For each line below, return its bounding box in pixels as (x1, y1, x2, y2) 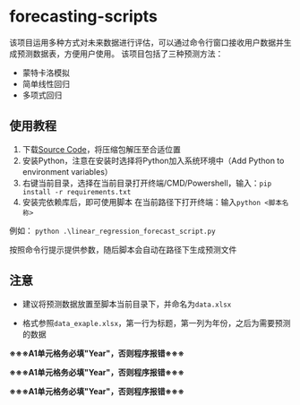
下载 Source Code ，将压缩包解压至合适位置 (21, 143, 181, 154)
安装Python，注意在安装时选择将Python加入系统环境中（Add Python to (21, 155, 285, 166)
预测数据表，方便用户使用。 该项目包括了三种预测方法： (16, 47, 224, 59)
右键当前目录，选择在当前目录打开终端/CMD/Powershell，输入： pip (21, 177, 272, 188)
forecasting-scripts (9, 6, 159, 27)
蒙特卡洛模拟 (21, 67, 70, 78)
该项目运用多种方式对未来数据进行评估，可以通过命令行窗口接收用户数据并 (9, 37, 284, 47)
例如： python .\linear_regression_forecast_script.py (9, 225, 217, 236)
